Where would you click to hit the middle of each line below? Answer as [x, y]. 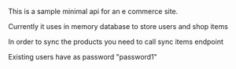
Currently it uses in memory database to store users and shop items [118, 26]
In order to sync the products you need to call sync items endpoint [116, 42]
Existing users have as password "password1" [83, 57]
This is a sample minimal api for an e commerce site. [93, 11]
